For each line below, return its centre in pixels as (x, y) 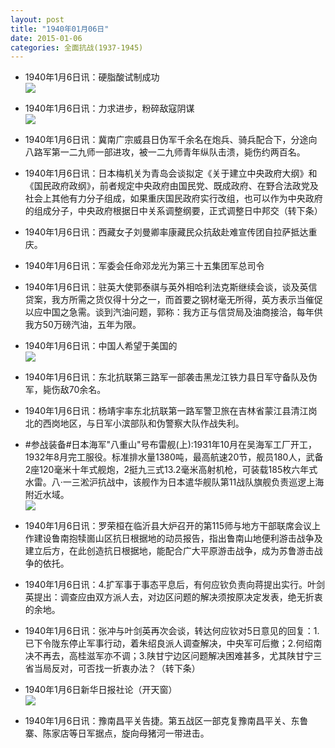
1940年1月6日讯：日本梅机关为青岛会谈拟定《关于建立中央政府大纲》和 (171, 173)
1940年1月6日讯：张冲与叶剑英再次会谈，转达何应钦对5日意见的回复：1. (172, 631)
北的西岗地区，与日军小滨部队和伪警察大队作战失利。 (134, 423)
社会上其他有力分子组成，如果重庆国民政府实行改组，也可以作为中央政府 (173, 198)
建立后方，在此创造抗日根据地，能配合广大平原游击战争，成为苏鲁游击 (169, 551)
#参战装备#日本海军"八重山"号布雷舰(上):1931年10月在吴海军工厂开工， (171, 445)
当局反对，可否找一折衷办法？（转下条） (117, 668)
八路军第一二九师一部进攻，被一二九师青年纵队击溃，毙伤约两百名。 (165, 152)
